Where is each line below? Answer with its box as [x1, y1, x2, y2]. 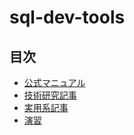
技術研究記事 [23, 89, 77, 101]
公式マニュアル [23, 77, 86, 88]
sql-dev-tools [9, 6, 126, 29]
